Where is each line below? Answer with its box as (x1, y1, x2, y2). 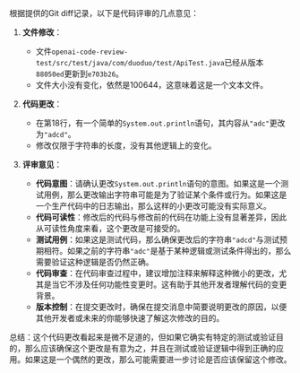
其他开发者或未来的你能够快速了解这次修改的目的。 (35, 313, 225, 323)
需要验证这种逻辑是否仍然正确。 (35, 256, 154, 267)
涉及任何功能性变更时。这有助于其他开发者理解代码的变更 (74, 279, 287, 290)
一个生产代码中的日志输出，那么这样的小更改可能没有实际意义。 (35, 201, 271, 211)
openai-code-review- (51, 48, 128, 56)
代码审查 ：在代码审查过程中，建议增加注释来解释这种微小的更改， (35, 268, 279, 278)
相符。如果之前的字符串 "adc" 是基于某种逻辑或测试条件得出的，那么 (43, 246, 292, 256)
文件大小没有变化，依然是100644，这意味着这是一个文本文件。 (35, 80, 269, 90)
